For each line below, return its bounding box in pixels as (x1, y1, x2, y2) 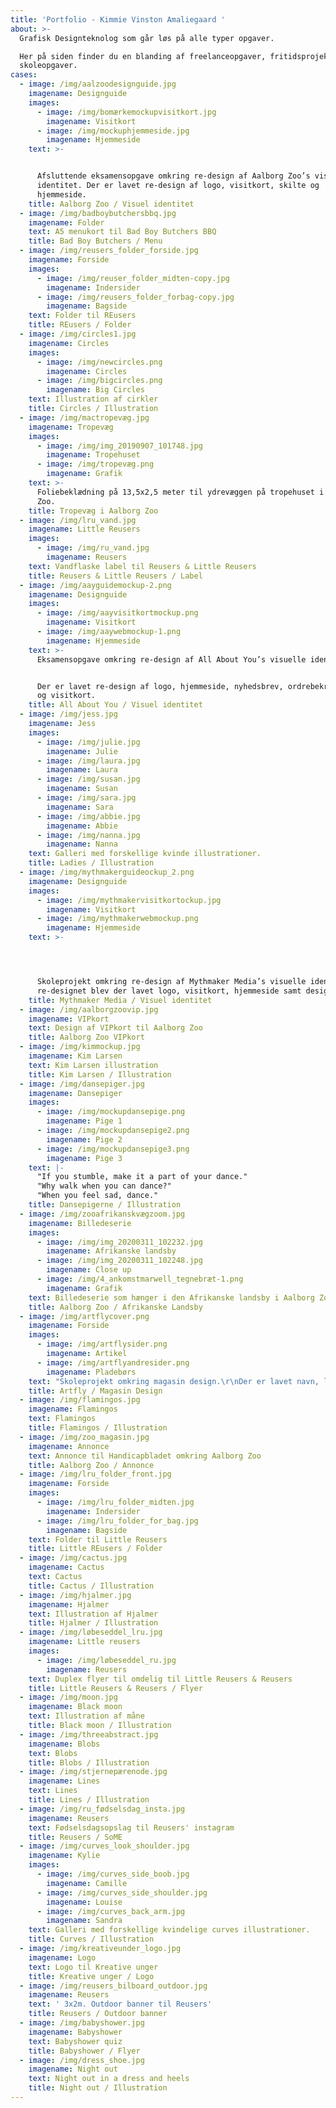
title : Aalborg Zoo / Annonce (28, 1460, 155, 1470)
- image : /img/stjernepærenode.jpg (19, 1767, 168, 1777)
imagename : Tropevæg (28, 422, 114, 432)
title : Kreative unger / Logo (28, 1971, 155, 1981)
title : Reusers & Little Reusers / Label (28, 571, 203, 581)
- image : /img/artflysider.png (36, 1339, 168, 1350)
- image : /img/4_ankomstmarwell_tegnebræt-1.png (36, 1274, 244, 1284)
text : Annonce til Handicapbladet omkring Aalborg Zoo (28, 1451, 262, 1461)
